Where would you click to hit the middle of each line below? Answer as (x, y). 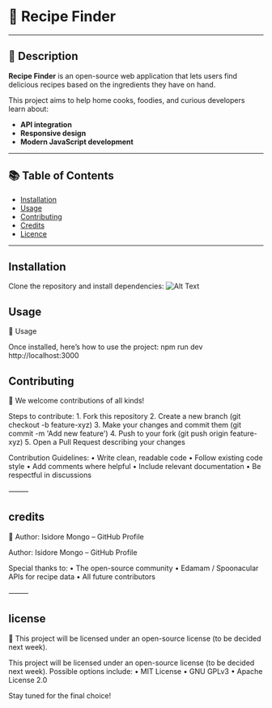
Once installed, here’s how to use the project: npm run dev (106, 347)
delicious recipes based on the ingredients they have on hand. (112, 84)
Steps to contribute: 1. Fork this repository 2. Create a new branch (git (125, 416)
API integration (46, 124)
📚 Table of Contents (62, 176)
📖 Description (43, 56)
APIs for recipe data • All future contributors (82, 576)
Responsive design (53, 133)
